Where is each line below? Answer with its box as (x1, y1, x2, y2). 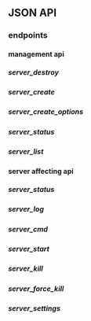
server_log (8, 205, 45, 214)
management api (8, 49, 64, 58)
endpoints (8, 30, 49, 41)
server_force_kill (8, 283, 64, 293)
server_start (8, 244, 49, 254)
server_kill (8, 264, 43, 274)
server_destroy (8, 67, 59, 77)
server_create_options (8, 107, 84, 116)
